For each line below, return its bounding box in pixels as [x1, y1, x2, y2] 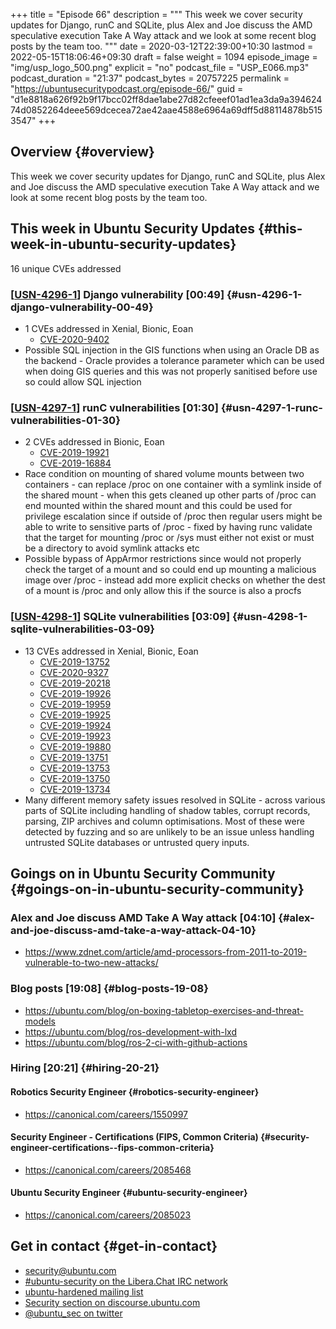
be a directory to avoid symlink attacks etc [24, 542, 200, 554]
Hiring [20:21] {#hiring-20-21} [10, 1061, 160, 1075]
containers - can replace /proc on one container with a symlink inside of [24, 479, 322, 491]
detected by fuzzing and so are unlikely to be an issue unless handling [24, 825, 315, 838]
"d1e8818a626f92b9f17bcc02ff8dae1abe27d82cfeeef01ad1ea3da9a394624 [10, 94, 323, 105]
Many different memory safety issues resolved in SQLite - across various [24, 794, 326, 806]
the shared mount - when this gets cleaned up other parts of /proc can [24, 489, 317, 501]
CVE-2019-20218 [39, 677, 111, 689]
